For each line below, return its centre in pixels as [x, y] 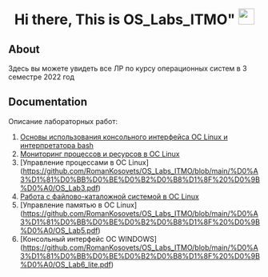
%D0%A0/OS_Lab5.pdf [59, 230]
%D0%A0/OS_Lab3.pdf [59, 187]
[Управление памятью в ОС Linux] [78, 205]
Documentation [48, 102]
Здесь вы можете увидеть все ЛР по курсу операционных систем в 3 [128, 68]
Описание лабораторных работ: [63, 121]
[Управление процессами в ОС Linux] [84, 162]
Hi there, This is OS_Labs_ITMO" [125, 20]
